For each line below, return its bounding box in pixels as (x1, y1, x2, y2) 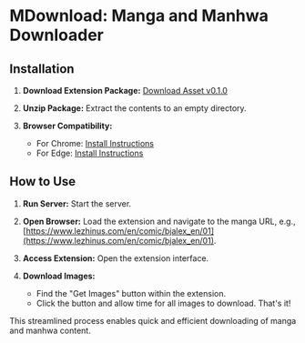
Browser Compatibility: (22, 120, 113, 131)
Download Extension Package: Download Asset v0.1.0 (22, 86, 228, 96)
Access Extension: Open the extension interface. (22, 252, 209, 264)
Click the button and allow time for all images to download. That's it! (36, 298, 291, 308)
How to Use (9, 174, 76, 189)
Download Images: (22, 270, 96, 281)
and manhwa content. (9, 325, 91, 336)
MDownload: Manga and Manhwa (9, 5, 269, 26)
